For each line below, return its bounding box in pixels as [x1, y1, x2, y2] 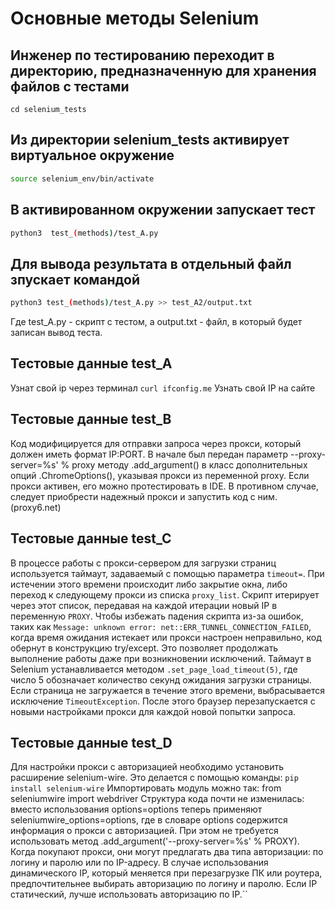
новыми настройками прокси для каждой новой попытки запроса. [10, 705, 297, 717]
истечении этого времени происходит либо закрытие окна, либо [10, 578, 288, 590]
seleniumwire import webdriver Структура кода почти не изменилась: [10, 793, 305, 805]
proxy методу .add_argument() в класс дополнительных [71, 458, 308, 471]
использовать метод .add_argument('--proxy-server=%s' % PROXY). [10, 835, 300, 847]
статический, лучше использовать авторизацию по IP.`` [10, 888, 248, 901]
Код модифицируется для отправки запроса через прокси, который [10, 437, 302, 449]
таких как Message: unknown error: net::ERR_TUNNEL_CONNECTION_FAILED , [10, 620, 312, 632]
